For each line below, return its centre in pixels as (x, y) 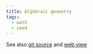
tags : (13, 17)
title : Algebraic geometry (39, 11)
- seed (19, 28)
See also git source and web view (47, 45)
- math (19, 22)
